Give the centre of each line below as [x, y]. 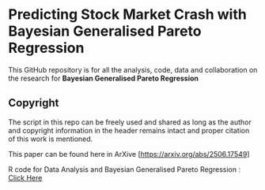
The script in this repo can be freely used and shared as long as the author [130, 122]
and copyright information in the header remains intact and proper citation [129, 130]
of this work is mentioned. [51, 139]
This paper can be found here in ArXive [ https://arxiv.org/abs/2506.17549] [129, 154]
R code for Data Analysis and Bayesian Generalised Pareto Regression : [125, 169]
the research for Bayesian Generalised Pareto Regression [104, 78]
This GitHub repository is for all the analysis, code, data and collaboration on [133, 69]
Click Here [25, 177]
